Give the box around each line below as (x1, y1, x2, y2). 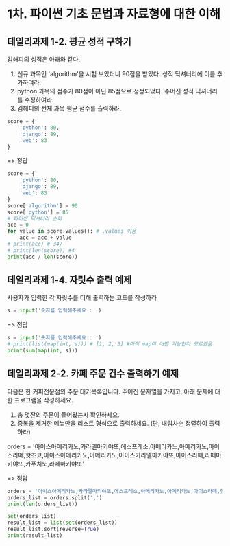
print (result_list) (7, 532, 63, 539)
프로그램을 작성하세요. (14, 396, 73, 404)
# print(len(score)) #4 (7, 247, 75, 254)
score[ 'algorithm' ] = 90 (7, 202, 78, 209)
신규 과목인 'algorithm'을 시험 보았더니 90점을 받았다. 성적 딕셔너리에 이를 (16, 70, 216, 78)
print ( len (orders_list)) (7, 501, 78, 508)
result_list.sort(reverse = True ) (7, 526, 99, 533)
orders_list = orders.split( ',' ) (7, 494, 103, 501)
